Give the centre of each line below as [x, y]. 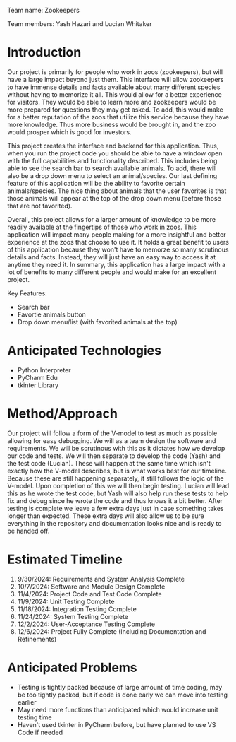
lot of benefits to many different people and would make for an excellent [112, 272]
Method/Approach [63, 414]
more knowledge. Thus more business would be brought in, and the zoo [112, 124]
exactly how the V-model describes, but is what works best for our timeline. [117, 471]
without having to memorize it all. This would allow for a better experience [114, 94]
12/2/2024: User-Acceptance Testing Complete [86, 624]
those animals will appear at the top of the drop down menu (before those [114, 198]
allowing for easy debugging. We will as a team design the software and [112, 440]
